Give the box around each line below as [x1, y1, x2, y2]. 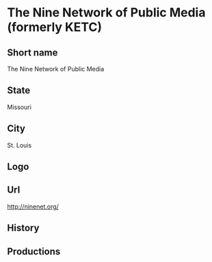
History [7, 222, 40, 234]
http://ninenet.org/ [7, 202, 59, 211]
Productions [7, 246, 61, 257]
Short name [7, 47, 58, 58]
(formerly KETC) [7, 19, 103, 35]
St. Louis [7, 141, 32, 149]
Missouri [7, 103, 32, 111]
